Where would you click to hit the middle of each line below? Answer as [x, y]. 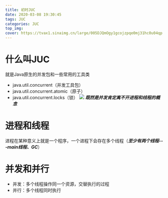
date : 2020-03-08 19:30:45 [33, 15]
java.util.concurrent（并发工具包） [48, 85]
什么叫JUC [28, 59]
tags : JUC [16, 19]
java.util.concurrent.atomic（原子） [49, 91]
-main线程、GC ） [24, 147]
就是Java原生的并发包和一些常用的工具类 [48, 74]
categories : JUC [22, 24]
